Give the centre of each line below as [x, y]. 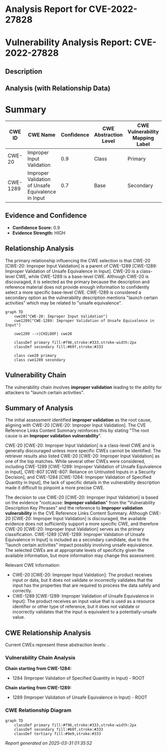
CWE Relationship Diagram [38, 710]
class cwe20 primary [35, 355]
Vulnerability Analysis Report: [69, 43]
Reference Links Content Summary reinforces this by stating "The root [77, 430]
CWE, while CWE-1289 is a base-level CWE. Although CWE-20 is [82, 276]
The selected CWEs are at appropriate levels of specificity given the [75, 550]
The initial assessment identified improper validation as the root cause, [79, 420]
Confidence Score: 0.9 [36, 227]
